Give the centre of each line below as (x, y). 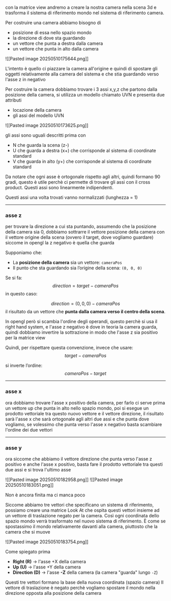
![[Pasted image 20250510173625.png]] (47, 125)
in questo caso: (21, 294)
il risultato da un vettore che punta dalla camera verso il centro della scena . (85, 312)
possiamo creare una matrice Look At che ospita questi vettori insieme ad (82, 510)
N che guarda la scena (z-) (41, 145)
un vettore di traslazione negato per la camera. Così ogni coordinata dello (82, 515)
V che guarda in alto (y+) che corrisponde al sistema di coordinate (82, 161)
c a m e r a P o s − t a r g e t (85, 373)
